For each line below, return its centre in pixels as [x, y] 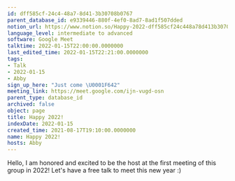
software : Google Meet [40, 40]
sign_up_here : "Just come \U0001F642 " [64, 85]
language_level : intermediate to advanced [70, 33]
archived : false [31, 104]
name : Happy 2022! [34, 136]
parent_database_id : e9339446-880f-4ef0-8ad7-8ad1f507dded [95, 20]
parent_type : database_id [45, 98]
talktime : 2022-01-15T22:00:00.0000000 [65, 46]
